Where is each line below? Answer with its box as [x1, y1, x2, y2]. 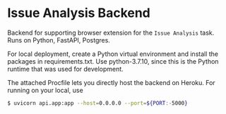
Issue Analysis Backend [7, 5, 150, 21]
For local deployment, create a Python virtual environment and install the [7, 50, 219, 58]
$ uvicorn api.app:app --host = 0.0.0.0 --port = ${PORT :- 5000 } [7, 99, 189, 107]
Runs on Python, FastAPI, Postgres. [7, 35, 111, 44]
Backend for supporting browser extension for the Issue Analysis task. [7, 28, 215, 37]
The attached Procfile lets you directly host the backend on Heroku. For [7, 78, 215, 86]
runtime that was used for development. [7, 64, 124, 73]
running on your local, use [7, 86, 83, 94]
